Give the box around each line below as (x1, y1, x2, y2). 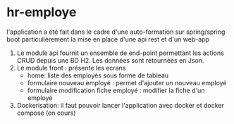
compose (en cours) (16, 108, 76, 117)
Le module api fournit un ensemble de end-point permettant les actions (16, 49, 225, 57)
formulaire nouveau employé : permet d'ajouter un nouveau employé (27, 78, 227, 87)
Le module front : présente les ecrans (16, 63, 126, 72)
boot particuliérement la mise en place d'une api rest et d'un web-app (6, 35, 209, 43)
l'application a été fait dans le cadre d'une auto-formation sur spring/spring (6, 27, 226, 36)
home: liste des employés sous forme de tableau (27, 71, 169, 80)
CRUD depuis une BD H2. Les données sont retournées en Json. (16, 56, 204, 64)
